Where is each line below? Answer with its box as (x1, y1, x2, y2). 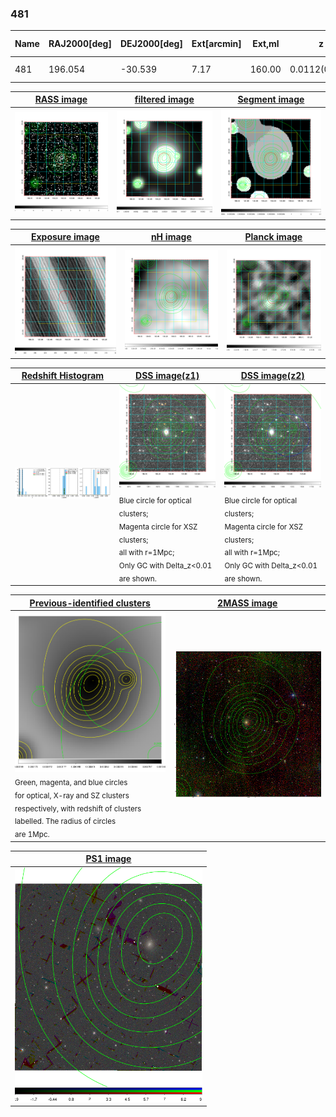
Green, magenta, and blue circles (14, 777, 128, 787)
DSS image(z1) (135, 370, 200, 382)
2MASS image (217, 597, 278, 609)
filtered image (134, 93, 195, 106)
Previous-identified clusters (29, 597, 151, 609)
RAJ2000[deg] (48, 38, 112, 50)
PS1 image (85, 853, 132, 865)
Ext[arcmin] (191, 38, 242, 50)
